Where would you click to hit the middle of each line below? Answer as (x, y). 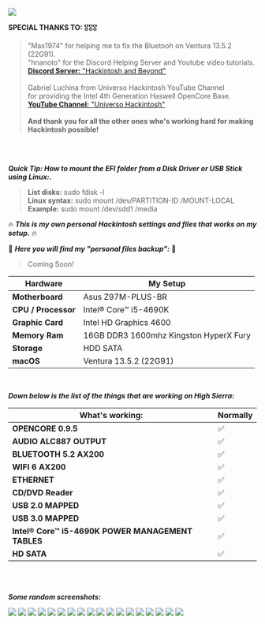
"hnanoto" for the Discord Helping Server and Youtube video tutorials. (141, 62)
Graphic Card (38, 322)
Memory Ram (38, 335)
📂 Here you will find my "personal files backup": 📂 (92, 249)
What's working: (111, 415)
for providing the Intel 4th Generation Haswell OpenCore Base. (129, 96)
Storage (28, 348)
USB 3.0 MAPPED (46, 518)
